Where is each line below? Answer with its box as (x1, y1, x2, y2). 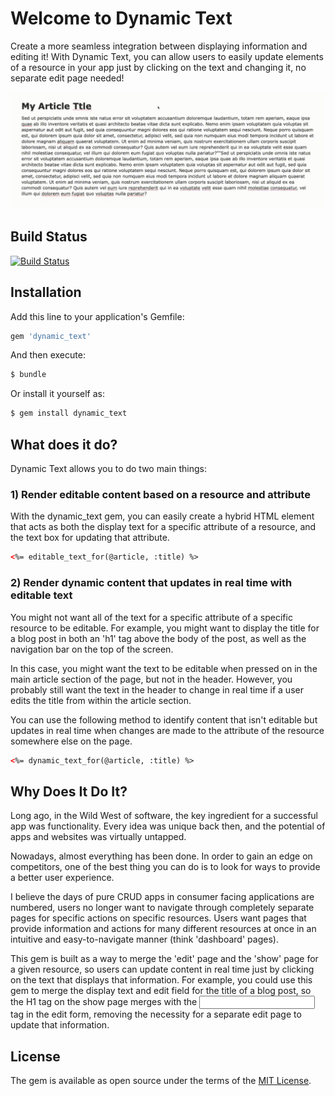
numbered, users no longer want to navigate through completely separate (10, 902, 315, 914)
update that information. (10, 1019, 110, 1031)
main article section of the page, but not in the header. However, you (10, 673, 293, 685)
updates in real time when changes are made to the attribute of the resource (10, 724, 325, 736)
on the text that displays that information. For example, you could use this (10, 974, 313, 986)
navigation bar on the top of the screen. (10, 643, 174, 655)
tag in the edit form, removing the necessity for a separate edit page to (10, 1008, 302, 1021)
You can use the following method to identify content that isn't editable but (10, 713, 318, 726)
